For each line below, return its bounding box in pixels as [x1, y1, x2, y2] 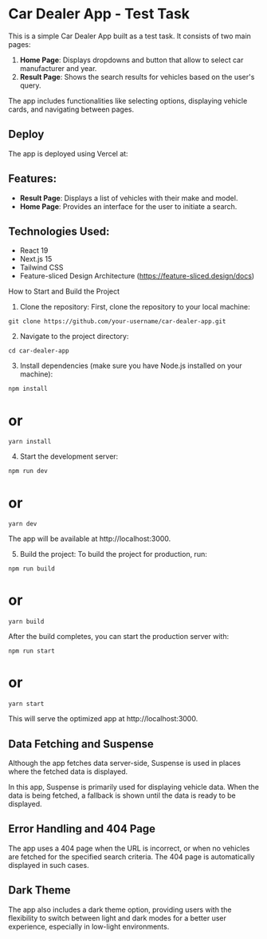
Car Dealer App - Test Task [8, 5, 190, 23]
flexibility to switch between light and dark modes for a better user [8, 913, 227, 922]
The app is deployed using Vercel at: [8, 148, 129, 158]
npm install [8, 385, 48, 393]
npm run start [8, 647, 56, 655]
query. [19, 81, 41, 90]
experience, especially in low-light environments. [8, 921, 170, 931]
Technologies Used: [8, 224, 110, 238]
